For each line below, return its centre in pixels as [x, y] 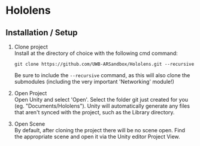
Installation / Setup [42, 33]
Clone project [31, 47]
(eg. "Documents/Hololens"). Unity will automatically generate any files [102, 106]
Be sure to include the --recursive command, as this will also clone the [102, 75]
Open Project [31, 93]
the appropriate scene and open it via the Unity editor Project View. [97, 136]
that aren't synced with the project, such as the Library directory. [94, 112]
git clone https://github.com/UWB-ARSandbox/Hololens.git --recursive [104, 64]
